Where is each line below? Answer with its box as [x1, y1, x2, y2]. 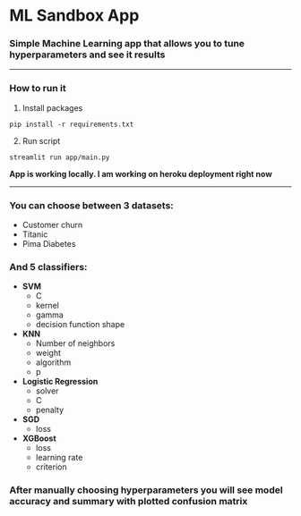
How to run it [9, 82, 66, 95]
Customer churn [21, 220, 83, 231]
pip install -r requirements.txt [9, 120, 134, 129]
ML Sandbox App [9, 5, 140, 26]
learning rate [35, 453, 83, 463]
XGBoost [21, 433, 56, 444]
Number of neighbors [35, 338, 116, 349]
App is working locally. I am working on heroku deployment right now [9, 168, 273, 179]
